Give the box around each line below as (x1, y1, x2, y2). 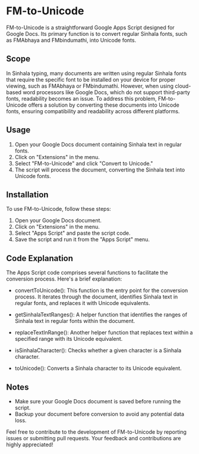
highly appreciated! (6, 441, 53, 448)
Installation (6, 189, 49, 200)
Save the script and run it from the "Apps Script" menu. (14, 236, 150, 243)
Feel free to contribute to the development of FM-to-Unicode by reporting (6, 428, 187, 436)
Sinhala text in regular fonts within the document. (14, 318, 135, 325)
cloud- (175, 82, 191, 89)
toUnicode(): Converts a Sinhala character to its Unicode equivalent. (14, 365, 182, 372)
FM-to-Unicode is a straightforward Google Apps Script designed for (6, 24, 175, 31)
